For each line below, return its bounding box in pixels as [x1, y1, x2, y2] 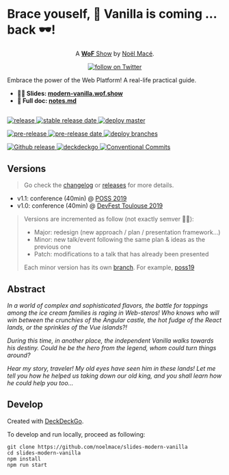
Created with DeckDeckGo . [7, 417, 84, 425]
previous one [33, 243, 72, 251]
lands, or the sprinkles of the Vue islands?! [7, 323, 128, 331]
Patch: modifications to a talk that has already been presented [33, 250, 209, 258]
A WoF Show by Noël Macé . [75, 49, 155, 58]
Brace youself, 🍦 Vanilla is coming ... [7, 6, 217, 22]
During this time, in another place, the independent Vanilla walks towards [7, 336, 214, 345]
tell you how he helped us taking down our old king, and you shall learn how [7, 372, 222, 380]
